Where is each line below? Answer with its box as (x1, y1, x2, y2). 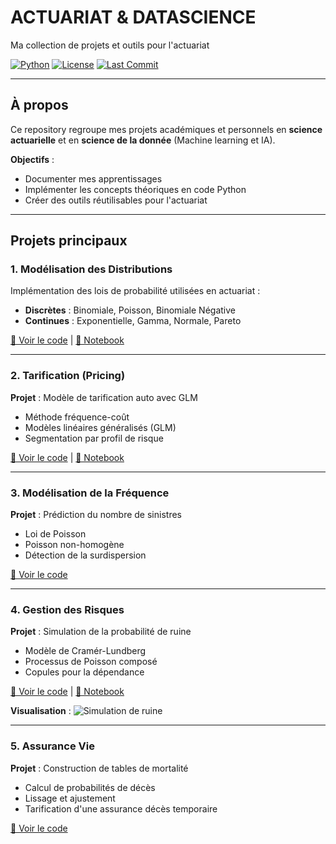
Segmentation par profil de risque (24, 432, 164, 444)
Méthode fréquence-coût (24, 411, 130, 423)
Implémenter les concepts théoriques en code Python (24, 183, 247, 195)
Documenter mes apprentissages (24, 172, 163, 185)
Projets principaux (10, 232, 128, 250)
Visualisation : (10, 705, 72, 717)
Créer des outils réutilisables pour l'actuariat (24, 194, 208, 206)
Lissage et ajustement (24, 792, 116, 804)
